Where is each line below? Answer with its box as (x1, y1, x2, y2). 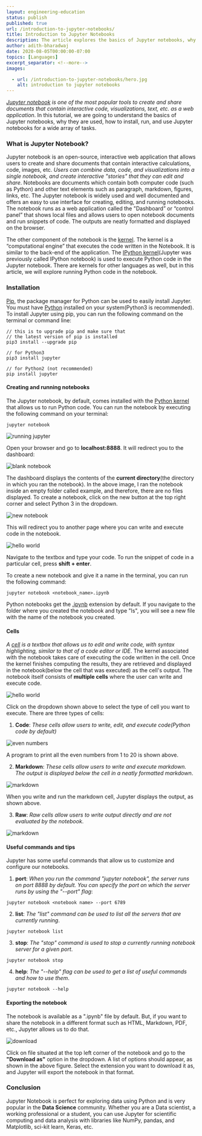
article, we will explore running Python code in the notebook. (6, 268, 158, 276)
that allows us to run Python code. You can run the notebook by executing (6, 403, 191, 410)
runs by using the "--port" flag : (15, 888, 93, 896)
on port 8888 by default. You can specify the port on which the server (15, 882, 191, 889)
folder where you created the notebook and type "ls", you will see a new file (6, 607, 195, 614)
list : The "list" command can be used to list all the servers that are (15, 910, 181, 917)
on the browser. (6, 224, 45, 231)
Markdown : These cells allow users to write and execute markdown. (15, 763, 186, 770)
